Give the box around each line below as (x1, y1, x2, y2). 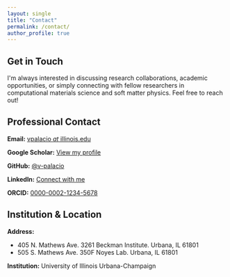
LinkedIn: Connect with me (7, 175, 85, 183)
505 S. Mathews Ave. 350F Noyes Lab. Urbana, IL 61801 (17, 248, 179, 256)
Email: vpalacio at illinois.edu (7, 134, 92, 143)
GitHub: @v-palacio (7, 161, 65, 170)
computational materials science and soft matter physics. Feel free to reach (7, 88, 224, 97)
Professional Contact (7, 116, 101, 128)
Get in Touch (7, 55, 64, 67)
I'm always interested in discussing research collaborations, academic (7, 74, 208, 82)
